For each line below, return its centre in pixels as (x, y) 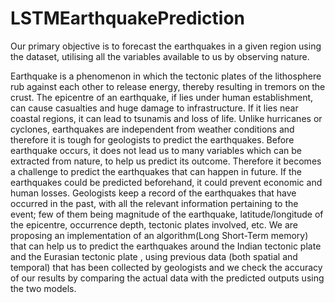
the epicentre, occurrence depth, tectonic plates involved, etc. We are (154, 224)
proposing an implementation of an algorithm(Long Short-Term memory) (159, 235)
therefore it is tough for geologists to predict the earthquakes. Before (152, 139)
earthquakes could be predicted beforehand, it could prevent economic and (166, 182)
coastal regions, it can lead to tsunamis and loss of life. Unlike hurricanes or (166, 118)
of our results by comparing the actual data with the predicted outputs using (167, 278)
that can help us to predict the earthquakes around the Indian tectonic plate (166, 246)
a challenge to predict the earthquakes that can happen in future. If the (156, 171)
